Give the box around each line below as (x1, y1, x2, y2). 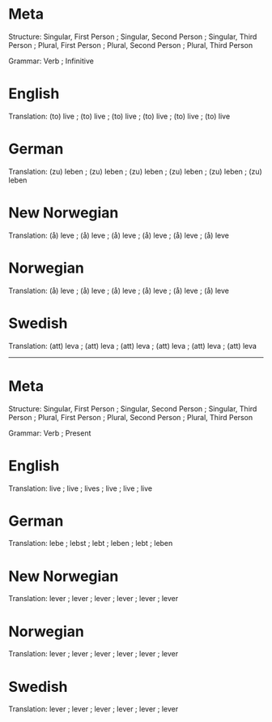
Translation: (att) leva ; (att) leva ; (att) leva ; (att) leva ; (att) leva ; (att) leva (8, 341, 257, 350)
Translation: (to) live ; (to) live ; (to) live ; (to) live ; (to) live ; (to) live (8, 111, 231, 121)
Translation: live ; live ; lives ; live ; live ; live (8, 483, 153, 493)
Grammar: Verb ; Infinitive (8, 56, 95, 66)
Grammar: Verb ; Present (8, 428, 91, 438)
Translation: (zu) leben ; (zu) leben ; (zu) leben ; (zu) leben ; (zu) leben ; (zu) (8, 166, 263, 176)
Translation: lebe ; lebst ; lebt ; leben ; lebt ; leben (8, 539, 173, 548)
